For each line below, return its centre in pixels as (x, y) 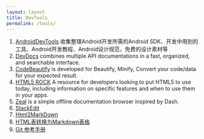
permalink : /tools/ (31, 23)
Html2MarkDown (36, 115)
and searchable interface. (48, 62)
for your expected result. (47, 76)
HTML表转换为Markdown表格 (52, 122)
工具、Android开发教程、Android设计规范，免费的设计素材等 (92, 49)
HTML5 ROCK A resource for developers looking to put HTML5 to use (103, 82)
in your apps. (32, 95)
